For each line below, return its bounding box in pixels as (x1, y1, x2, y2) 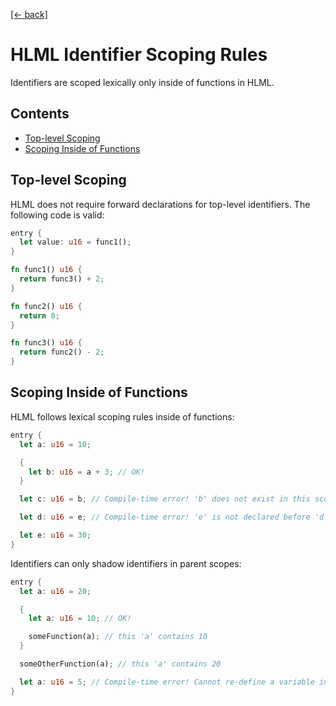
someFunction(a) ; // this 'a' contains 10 (28, 632, 208, 642)
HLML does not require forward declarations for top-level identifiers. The (10, 198, 311, 210)
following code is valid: (10, 209, 105, 221)
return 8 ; (19, 310, 60, 321)
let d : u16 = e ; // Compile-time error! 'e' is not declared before (19, 512, 311, 523)
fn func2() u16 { (10, 301, 83, 311)
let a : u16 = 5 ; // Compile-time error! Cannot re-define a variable (19, 677, 315, 687)
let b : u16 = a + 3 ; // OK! (28, 467, 145, 477)
